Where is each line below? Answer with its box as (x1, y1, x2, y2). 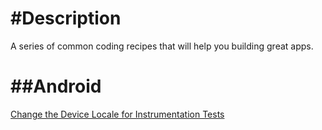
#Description (10, 7, 122, 30)
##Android (10, 75, 102, 98)
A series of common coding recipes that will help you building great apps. (10, 40, 314, 52)
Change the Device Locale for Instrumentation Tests (10, 108, 225, 120)
